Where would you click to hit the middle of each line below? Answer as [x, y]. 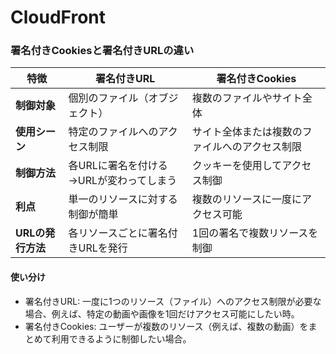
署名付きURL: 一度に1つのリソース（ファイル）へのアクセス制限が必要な [173, 301]
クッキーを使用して [237, 166]
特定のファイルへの [113, 132]
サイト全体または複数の [247, 132]
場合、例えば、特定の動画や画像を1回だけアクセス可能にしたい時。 [162, 313]
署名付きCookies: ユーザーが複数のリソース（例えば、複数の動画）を [166, 326]
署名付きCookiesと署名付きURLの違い [102, 51]
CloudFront [58, 17]
